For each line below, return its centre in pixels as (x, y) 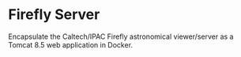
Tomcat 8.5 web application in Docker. (70, 44)
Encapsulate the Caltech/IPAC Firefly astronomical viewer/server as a (121, 36)
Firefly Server (54, 15)
